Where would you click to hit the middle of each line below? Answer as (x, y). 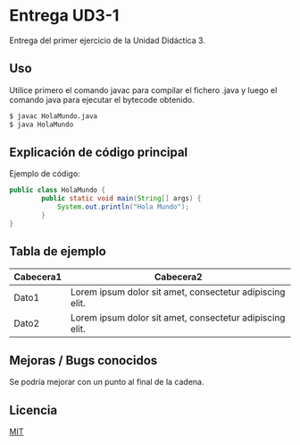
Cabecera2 (179, 277)
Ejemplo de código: (45, 174)
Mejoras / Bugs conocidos (83, 360)
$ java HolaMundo (42, 124)
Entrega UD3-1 (64, 16)
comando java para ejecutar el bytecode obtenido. (102, 99)
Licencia (33, 410)
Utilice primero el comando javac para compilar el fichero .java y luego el (143, 90)
